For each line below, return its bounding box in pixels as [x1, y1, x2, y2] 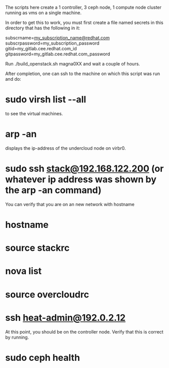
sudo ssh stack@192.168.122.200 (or [5, 163, 164, 175]
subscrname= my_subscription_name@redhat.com [5, 35, 110, 41]
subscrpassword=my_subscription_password [5, 40, 100, 46]
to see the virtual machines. [5, 110, 63, 116]
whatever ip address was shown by [5, 174, 157, 185]
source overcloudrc [5, 289, 90, 300]
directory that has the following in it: [5, 25, 80, 31]
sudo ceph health [5, 352, 80, 363]
